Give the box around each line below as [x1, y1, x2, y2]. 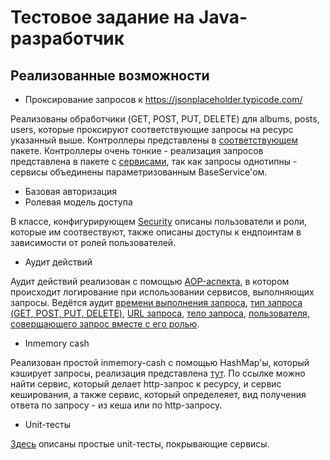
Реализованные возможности [10, 67, 210, 84]
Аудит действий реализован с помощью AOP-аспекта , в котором [10, 276, 290, 287]
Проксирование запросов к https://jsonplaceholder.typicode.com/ [24, 94, 303, 105]
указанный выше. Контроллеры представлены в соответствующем [10, 134, 299, 146]
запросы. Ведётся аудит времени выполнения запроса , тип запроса [10, 297, 303, 308]
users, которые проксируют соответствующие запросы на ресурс [10, 124, 294, 135]
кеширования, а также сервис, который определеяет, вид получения [10, 389, 307, 400]
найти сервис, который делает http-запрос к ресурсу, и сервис [10, 378, 282, 390]
